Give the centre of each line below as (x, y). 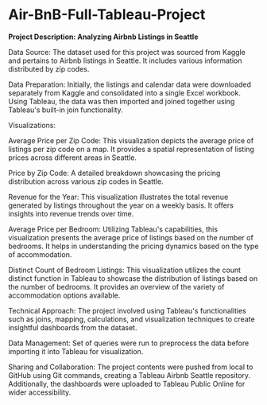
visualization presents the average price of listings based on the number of (131, 237)
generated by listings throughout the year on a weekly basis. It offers (121, 205)
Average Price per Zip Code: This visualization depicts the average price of (131, 140)
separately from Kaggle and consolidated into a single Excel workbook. (124, 92)
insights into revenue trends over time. (71, 213)
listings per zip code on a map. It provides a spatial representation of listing (131, 149)
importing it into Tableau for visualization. (76, 351)
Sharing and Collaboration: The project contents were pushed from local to (131, 367)
